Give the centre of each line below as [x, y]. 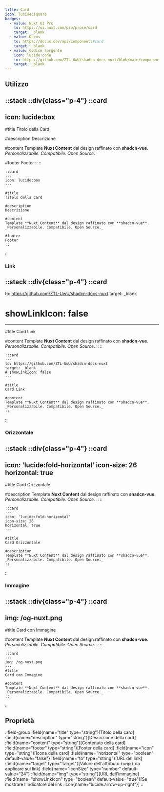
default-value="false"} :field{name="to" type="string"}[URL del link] [74, 758]
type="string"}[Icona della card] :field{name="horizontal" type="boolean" [79, 753]
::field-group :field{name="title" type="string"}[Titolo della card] [70, 732]
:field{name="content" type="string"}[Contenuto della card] [65, 743]
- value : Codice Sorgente [36, 50]
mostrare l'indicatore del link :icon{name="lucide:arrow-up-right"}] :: [74, 784]
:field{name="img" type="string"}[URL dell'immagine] [85, 774]
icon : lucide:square [26, 14]
